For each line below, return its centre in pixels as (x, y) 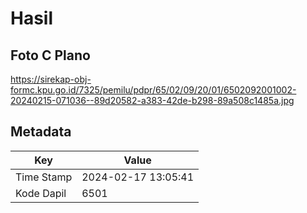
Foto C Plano (50, 55)
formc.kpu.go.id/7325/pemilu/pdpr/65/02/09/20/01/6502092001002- (153, 90)
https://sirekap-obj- (51, 79)
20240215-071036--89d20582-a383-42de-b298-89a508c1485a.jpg (152, 100)
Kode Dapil (41, 193)
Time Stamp (44, 177)
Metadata (41, 132)
